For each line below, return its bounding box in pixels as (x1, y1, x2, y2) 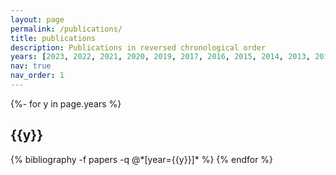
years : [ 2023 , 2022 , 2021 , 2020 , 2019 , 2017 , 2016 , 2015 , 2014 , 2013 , (10, 52, 311, 62)
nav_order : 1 (10, 71, 65, 81)
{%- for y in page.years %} (10, 97, 122, 110)
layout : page (10, 14, 65, 25)
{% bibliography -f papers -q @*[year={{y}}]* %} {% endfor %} (10, 153, 274, 165)
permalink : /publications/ (10, 24, 123, 34)
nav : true (10, 61, 52, 71)
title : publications (10, 33, 97, 43)
